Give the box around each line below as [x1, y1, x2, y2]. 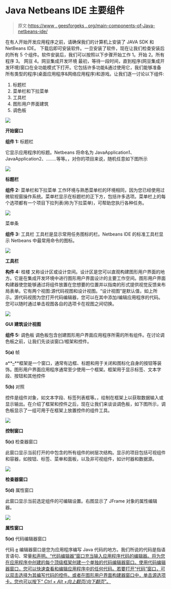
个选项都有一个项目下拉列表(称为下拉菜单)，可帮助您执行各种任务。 [5, 200, 147, 206]
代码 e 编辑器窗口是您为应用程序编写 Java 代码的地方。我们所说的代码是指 [5, 546, 161, 552]
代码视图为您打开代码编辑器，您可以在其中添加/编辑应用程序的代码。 [18, 294, 163, 300]
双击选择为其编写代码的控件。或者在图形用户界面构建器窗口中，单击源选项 [9, 572, 166, 578]
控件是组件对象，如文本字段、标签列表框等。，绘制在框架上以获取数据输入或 [5, 394, 164, 400]
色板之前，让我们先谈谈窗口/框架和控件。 [5, 338, 92, 344]
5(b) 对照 [5, 384, 25, 390]
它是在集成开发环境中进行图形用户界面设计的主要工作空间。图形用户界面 [14, 275, 166, 281]
